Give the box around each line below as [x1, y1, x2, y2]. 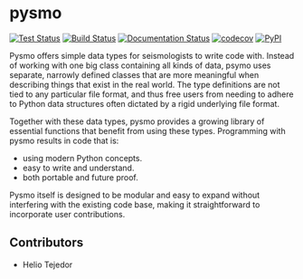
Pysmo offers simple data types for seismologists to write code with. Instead [9, 50, 295, 61]
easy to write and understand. [22, 162, 135, 173]
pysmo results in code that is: [9, 135, 119, 146]
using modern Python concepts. [22, 152, 143, 163]
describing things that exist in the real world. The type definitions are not [9, 79, 280, 90]
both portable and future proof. [22, 171, 138, 183]
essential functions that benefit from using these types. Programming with [9, 125, 287, 136]
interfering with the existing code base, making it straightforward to [9, 198, 260, 210]
